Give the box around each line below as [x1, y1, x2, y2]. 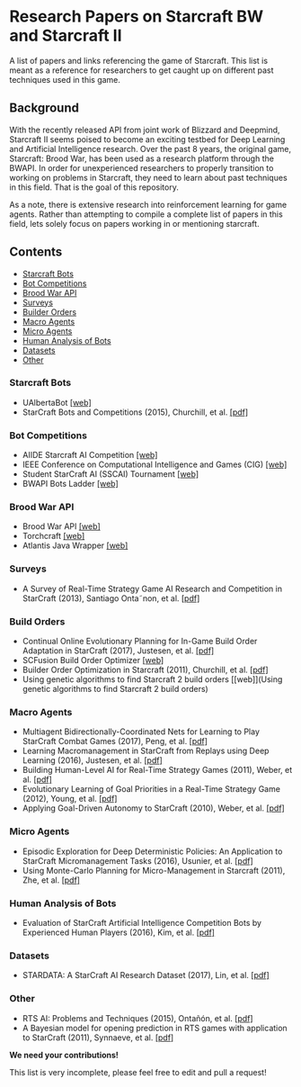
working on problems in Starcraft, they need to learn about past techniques [9, 172, 288, 183]
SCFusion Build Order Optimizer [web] [22, 655, 164, 666]
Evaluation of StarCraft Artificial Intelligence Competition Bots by [22, 917, 262, 928]
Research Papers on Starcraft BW [9, 6, 264, 27]
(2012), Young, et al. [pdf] [22, 794, 118, 804]
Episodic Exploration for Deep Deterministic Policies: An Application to [22, 846, 283, 857]
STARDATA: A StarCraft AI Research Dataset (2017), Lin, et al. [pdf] [22, 970, 270, 981]
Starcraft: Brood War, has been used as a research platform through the [9, 153, 274, 164]
